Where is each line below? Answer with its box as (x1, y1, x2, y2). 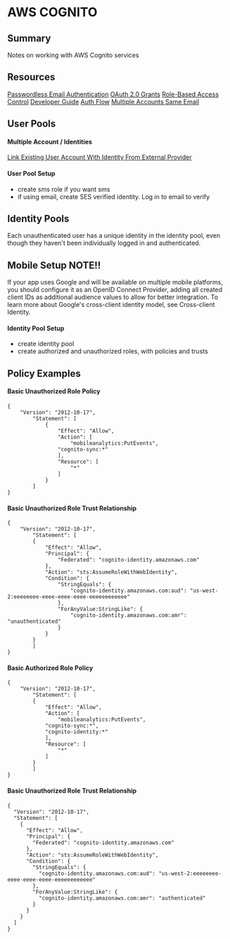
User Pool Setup (7, 170, 56, 177)
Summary (7, 32, 51, 44)
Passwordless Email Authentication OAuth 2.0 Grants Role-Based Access (7, 89, 219, 99)
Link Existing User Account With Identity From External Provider (7, 153, 192, 162)
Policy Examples (7, 367, 81, 379)
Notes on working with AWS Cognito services (7, 51, 139, 59)
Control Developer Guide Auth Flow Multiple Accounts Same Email (7, 97, 199, 106)
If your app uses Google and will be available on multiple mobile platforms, (7, 278, 223, 286)
